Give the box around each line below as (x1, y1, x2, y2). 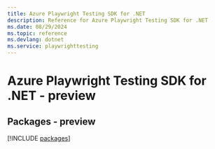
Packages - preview (7, 115, 96, 127)
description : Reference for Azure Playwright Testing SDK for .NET (7, 17, 209, 24)
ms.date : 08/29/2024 (7, 23, 68, 30)
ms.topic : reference (7, 29, 68, 37)
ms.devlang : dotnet (7, 36, 64, 43)
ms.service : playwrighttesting (7, 43, 99, 50)
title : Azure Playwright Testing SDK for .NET (7, 10, 146, 17)
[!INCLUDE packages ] (7, 134, 71, 142)
